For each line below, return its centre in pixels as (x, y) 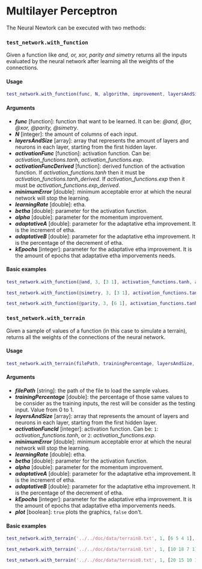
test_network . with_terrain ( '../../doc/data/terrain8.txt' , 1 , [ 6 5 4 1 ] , (101, 539)
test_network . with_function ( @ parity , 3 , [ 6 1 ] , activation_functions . (96, 304)
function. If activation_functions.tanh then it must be (80, 172)
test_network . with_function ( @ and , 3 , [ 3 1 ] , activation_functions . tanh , (99, 282)
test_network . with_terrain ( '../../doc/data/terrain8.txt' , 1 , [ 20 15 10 (99, 560)
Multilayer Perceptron (62, 11)
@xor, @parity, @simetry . (47, 128)
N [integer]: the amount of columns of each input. (76, 134)
